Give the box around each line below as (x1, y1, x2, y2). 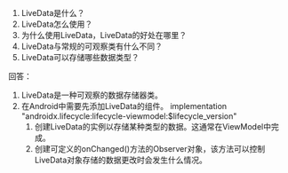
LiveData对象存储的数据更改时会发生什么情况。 (34, 154, 208, 165)
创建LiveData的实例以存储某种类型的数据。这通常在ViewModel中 (34, 122, 272, 131)
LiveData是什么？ (20, 8, 85, 18)
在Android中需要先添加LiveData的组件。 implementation (20, 101, 228, 111)
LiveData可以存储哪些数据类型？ (20, 52, 140, 62)
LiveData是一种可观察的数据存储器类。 (20, 90, 164, 100)
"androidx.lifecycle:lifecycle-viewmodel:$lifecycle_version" (20, 111, 237, 122)
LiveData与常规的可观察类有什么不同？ (20, 41, 164, 51)
